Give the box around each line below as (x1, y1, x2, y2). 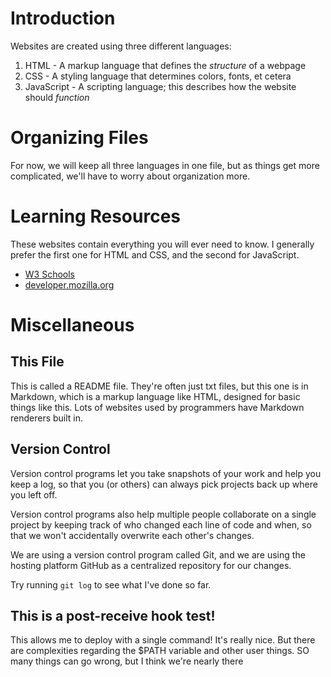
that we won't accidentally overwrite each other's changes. (10, 529, 255, 541)
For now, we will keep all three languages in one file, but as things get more (10, 159, 320, 171)
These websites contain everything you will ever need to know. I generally (10, 238, 315, 250)
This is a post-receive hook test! (10, 608, 216, 625)
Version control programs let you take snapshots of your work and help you (10, 467, 322, 479)
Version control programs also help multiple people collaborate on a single (10, 508, 317, 520)
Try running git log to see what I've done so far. (10, 578, 212, 591)
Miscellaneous (10, 314, 135, 336)
